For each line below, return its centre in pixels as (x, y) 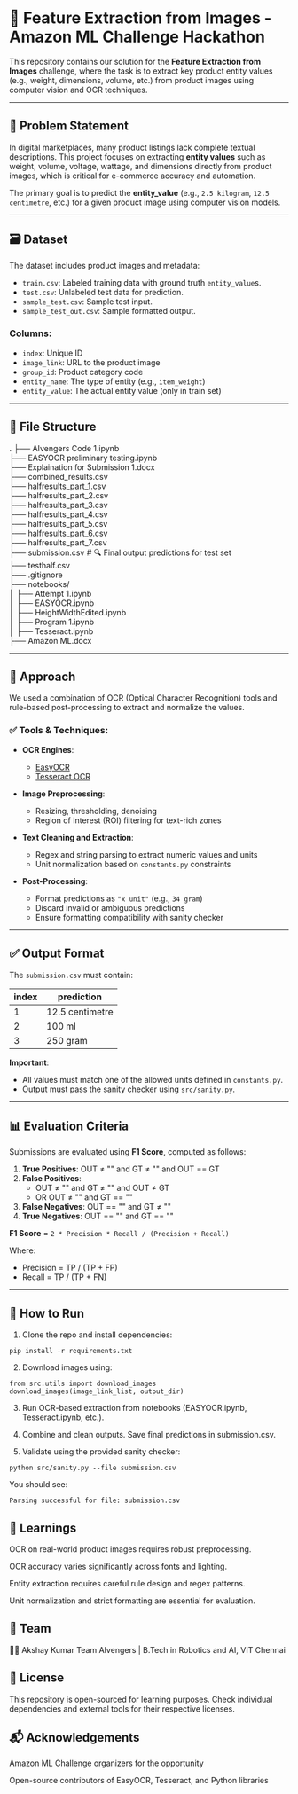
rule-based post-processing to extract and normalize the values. (127, 708)
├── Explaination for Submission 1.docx (82, 467)
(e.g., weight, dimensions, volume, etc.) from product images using (132, 80)
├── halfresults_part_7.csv (59, 542)
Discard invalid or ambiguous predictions (110, 907)
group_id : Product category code (82, 372)
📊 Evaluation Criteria (69, 1126)
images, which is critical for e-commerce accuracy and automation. (133, 176)
